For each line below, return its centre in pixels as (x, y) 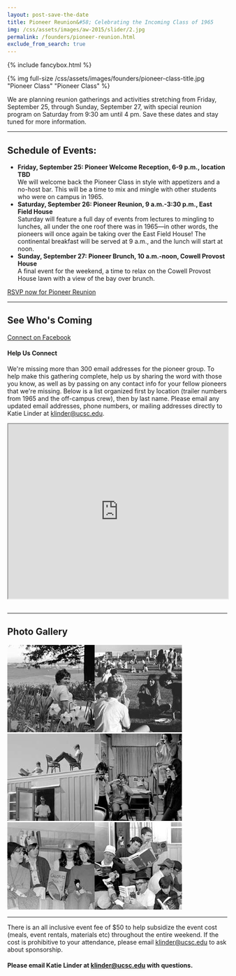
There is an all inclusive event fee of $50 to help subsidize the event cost (112, 927)
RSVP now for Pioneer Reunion (52, 292)
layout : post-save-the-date (48, 15)
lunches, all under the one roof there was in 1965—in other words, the (118, 226)
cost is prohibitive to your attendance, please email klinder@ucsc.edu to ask (117, 942)
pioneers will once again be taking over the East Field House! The (111, 233)
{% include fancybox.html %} (50, 65)
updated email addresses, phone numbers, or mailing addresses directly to (115, 406)
